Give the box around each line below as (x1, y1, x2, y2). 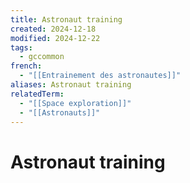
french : (10, 61, 43, 71)
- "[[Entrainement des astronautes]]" (19, 71, 182, 81)
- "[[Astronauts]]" (19, 107, 101, 118)
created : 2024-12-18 (10, 24, 97, 34)
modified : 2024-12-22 (10, 33, 101, 43)
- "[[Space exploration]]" (19, 98, 132, 108)
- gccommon (19, 52, 65, 62)
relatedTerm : (10, 89, 65, 99)
